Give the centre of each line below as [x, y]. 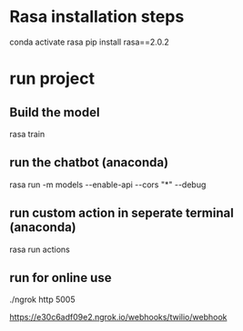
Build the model [55, 112]
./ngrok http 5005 [42, 300]
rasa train [27, 134]
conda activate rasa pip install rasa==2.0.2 [90, 42]
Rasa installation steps [97, 17]
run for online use [61, 278]
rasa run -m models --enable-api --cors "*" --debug [108, 185]
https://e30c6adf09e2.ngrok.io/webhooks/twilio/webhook [118, 317]
